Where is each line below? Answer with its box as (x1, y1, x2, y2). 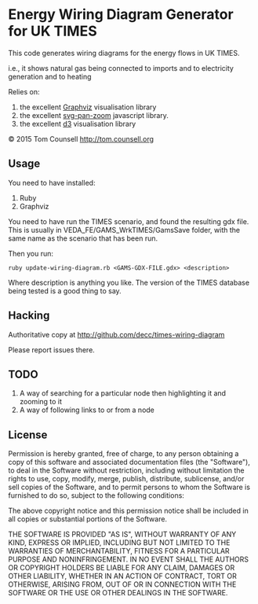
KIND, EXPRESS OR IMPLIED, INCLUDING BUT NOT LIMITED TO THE (8, 538, 231, 547)
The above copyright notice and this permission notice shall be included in (8, 506, 249, 516)
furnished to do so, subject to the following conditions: (8, 491, 184, 500)
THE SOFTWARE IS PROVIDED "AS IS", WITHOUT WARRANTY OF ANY (8, 529, 237, 540)
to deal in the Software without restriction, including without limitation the (8, 466, 245, 475)
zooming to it (19, 397, 63, 407)
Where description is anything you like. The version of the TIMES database (8, 278, 249, 287)
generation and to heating (8, 72, 92, 81)
